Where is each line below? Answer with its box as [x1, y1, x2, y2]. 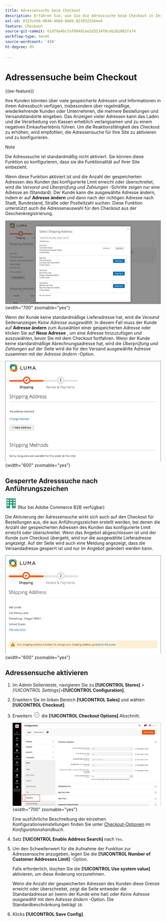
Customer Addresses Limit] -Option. [12, 856, 88, 862]
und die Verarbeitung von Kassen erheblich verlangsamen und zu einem [5, 119, 152, 125]
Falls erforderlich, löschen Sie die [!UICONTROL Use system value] [12, 866, 151, 872]
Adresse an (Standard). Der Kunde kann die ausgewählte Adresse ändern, [5, 189, 156, 195]
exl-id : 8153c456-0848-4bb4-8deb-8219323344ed [5, 18, 103, 23]
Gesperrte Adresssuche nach [5, 477, 98, 485]
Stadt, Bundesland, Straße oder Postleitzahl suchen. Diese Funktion [5, 200, 143, 206]
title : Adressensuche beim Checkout [5, 8, 81, 13]
